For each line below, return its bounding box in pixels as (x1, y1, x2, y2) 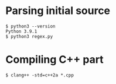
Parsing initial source (5, 4, 111, 17)
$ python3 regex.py (5, 33, 53, 39)
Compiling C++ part (5, 53, 104, 66)
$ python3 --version (5, 23, 56, 29)
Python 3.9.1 (5, 28, 37, 34)
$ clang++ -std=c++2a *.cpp (5, 72, 74, 78)
